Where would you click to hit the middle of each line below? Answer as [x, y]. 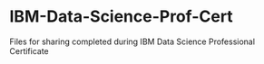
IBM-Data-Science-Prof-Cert [121, 17]
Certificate [29, 50]
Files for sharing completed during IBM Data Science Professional [132, 41]
